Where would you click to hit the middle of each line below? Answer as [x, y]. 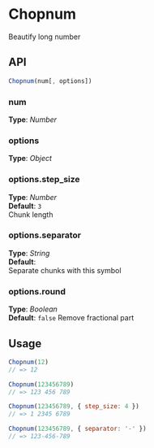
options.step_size [44, 180]
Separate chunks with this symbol [65, 270]
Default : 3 [25, 206]
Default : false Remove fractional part [71, 318]
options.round [37, 291]
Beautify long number [45, 37]
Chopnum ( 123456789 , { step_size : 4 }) [74, 407]
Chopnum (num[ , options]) [50, 81]
